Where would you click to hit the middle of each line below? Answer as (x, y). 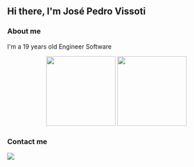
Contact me (27, 141)
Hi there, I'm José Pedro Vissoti (77, 11)
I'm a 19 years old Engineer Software (60, 46)
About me (24, 31)
